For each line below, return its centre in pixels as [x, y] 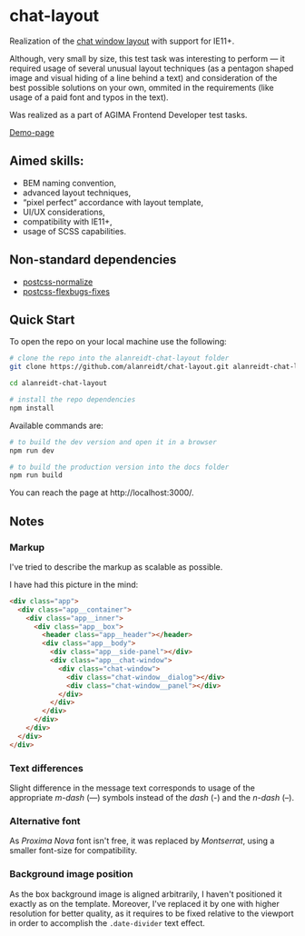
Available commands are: [57, 425]
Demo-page [32, 132]
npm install [32, 408]
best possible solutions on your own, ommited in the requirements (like [142, 87]
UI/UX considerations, [64, 212]
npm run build [36, 475]
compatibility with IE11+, [67, 221]
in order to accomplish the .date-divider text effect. [108, 922]
